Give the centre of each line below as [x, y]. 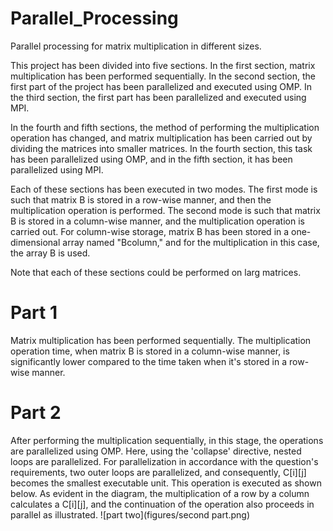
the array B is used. [50, 253]
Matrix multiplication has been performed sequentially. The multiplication [161, 340]
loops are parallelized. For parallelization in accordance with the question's [164, 461]
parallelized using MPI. [57, 169]
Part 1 [34, 313]
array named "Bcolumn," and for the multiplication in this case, [191, 242]
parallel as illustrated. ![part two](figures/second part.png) [130, 514]
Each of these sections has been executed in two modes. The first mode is [164, 189]
